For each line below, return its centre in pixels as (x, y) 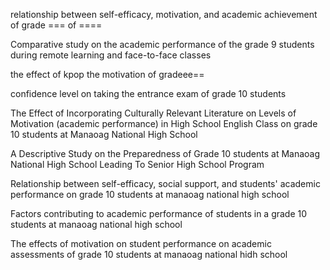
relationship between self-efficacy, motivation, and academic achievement (164, 14)
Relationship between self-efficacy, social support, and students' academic (165, 183)
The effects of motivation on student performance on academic (141, 243)
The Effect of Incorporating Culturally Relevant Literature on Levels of (153, 113)
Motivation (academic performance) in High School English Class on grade (164, 123)
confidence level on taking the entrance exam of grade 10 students (148, 93)
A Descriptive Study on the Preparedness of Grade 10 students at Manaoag (165, 153)
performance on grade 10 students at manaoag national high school (150, 194)
